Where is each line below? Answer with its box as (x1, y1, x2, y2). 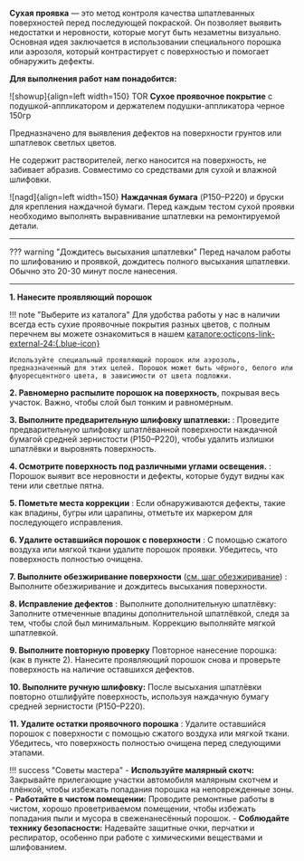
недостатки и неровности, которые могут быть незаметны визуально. (9, 27, 282, 37)
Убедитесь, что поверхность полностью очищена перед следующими (9, 738, 281, 748)
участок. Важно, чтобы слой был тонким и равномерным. (9, 397, 233, 407)
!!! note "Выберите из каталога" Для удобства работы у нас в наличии (9, 310, 280, 320)
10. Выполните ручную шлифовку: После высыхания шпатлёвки (9, 682, 262, 692)
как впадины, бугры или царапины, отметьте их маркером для (9, 507, 253, 518)
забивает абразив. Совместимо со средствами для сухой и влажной (9, 165, 278, 175)
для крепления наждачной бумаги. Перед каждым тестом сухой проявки (9, 201, 295, 212)
